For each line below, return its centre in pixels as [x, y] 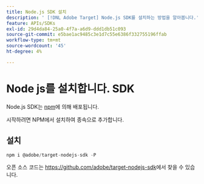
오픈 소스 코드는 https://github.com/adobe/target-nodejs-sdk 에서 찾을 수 [95, 167]
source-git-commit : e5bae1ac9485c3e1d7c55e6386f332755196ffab [87, 35]
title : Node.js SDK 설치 [36, 12]
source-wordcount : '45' [36, 46]
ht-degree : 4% [24, 52]
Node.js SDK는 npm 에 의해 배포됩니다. [53, 106]
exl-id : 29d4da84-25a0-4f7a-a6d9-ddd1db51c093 [66, 29]
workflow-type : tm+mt [34, 40]
